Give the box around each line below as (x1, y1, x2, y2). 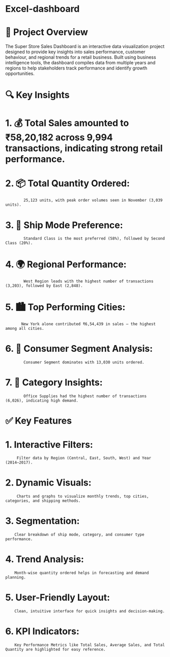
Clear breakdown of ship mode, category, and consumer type (14, 532, 145, 538)
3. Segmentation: (5, 515, 80, 527)
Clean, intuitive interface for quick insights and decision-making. (14, 609, 165, 614)
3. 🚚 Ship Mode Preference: (5, 219, 123, 231)
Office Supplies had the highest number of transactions (23, 394, 147, 399)
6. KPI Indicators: (5, 626, 80, 637)
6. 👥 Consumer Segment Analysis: (5, 343, 153, 355)
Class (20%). (5, 240, 33, 246)
